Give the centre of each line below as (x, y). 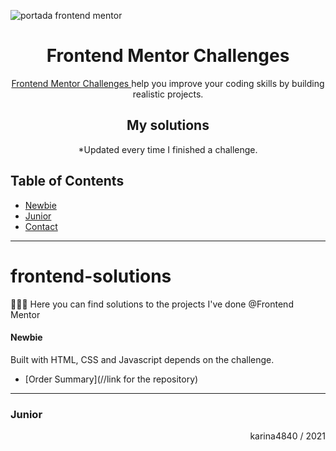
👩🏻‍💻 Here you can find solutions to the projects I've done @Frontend (152, 304)
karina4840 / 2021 (287, 436)
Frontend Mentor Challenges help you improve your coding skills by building (168, 83)
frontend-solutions (91, 276)
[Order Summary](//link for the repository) (111, 379)
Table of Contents (67, 181)
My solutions (168, 125)
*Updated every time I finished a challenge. (168, 149)
